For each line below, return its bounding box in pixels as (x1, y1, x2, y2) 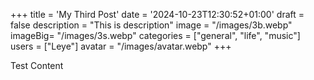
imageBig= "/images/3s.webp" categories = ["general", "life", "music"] (10, 30, 301, 41)
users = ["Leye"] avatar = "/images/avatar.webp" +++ (10, 40, 232, 52)
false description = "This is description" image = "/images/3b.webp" (10, 19, 293, 31)
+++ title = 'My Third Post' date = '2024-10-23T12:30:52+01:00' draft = (10, 9, 305, 20)
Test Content (10, 60, 64, 71)
